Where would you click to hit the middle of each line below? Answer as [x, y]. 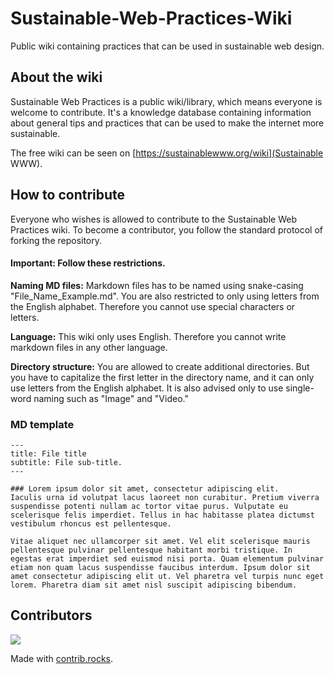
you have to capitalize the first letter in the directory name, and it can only [162, 377]
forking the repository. [56, 240]
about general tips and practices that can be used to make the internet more [167, 123]
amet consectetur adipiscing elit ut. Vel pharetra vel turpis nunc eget [167, 577]
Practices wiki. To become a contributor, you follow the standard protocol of [167, 229]
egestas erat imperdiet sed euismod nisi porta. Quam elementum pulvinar [167, 559]
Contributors [51, 615]
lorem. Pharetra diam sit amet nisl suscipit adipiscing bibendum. [154, 585]
